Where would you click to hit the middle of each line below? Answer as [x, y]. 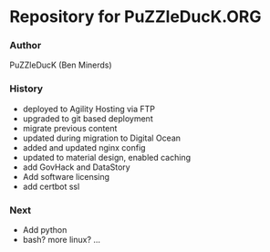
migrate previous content [70, 128]
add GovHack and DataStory [76, 167]
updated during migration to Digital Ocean [101, 138]
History [26, 89]
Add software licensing [66, 176]
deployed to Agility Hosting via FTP [88, 109]
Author [26, 46]
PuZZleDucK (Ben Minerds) [61, 65]
